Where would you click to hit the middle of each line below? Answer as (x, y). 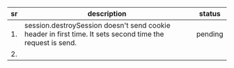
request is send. (50, 43)
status (210, 14)
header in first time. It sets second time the (94, 34)
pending (210, 34)
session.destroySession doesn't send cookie (97, 25)
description (107, 14)
